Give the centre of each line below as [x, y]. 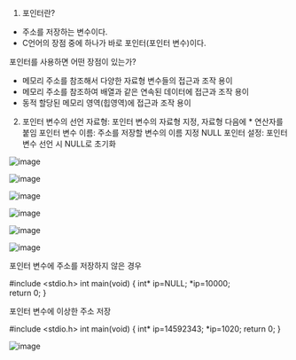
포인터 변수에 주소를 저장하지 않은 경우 [75, 266]
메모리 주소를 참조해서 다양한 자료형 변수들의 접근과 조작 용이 [127, 81]
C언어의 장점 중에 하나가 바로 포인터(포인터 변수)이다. [114, 43]
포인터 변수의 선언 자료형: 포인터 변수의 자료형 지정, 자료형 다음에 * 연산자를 [152, 121]
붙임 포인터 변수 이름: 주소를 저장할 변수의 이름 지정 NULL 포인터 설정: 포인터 [155, 133]
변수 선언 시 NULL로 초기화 [69, 144]
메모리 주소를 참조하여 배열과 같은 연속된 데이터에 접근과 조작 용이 [136, 92]
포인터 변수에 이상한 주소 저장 [60, 311]
